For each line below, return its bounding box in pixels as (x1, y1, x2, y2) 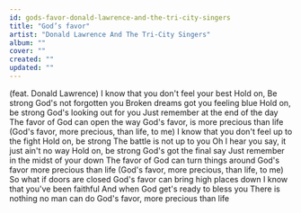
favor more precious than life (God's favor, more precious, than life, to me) (9, 164, 285, 175)
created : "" (9, 55, 54, 64)
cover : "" (9, 47, 47, 56)
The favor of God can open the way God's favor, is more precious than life (9, 116, 284, 127)
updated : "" (9, 64, 54, 73)
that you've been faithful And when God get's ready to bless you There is (9, 183, 280, 194)
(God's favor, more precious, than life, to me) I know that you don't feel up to (9, 126, 293, 137)
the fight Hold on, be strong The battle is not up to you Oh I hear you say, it (9, 136, 287, 146)
